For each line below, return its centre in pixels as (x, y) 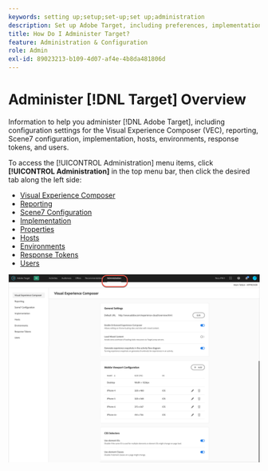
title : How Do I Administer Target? (69, 34)
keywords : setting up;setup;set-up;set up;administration (106, 17)
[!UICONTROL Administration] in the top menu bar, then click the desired (129, 171)
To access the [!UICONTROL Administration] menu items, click (111, 162)
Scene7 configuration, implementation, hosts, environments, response (124, 138)
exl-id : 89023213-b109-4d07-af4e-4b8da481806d (87, 59)
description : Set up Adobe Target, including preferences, (108, 25)
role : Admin (28, 51)
